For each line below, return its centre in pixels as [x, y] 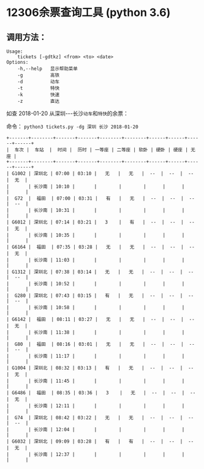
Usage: [15, 51]
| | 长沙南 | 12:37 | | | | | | [96, 454]
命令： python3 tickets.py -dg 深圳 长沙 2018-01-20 [73, 126]
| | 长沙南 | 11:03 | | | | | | [96, 260]
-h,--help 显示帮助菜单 [47, 69]
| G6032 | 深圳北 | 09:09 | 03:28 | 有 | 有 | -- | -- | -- [100, 441]
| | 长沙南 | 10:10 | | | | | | [96, 187]
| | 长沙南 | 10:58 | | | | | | [96, 307]
